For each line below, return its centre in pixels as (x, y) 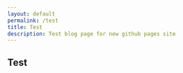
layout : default (31, 14)
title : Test (25, 27)
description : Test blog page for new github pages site (91, 34)
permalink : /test (33, 21)
